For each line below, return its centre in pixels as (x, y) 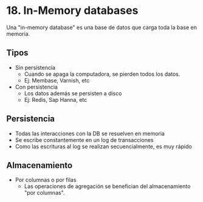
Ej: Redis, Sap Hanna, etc (56, 99)
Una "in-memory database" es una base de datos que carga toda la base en (102, 27)
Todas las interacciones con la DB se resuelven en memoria (90, 133)
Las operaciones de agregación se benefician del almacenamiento (107, 186)
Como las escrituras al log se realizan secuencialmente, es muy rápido (104, 146)
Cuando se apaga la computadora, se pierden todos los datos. (102, 74)
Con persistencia (36, 87)
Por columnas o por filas (46, 180)
